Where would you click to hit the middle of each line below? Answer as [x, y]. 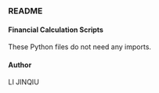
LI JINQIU [23, 82]
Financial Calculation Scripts [56, 30]
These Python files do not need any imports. [79, 47]
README [25, 11]
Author [20, 65]
